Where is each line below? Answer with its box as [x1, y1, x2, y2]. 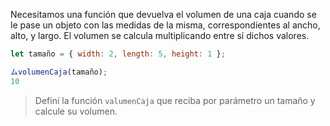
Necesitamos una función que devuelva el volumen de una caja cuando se [10, 9, 317, 20]
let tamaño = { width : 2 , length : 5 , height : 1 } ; [10, 49, 226, 59]
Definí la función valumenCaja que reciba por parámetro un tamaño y [34, 94, 316, 106]
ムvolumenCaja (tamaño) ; [10, 67, 108, 77]
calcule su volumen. [34, 105, 118, 117]
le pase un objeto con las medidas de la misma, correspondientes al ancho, [10, 19, 321, 31]
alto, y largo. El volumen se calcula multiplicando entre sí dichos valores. [10, 30, 310, 41]
